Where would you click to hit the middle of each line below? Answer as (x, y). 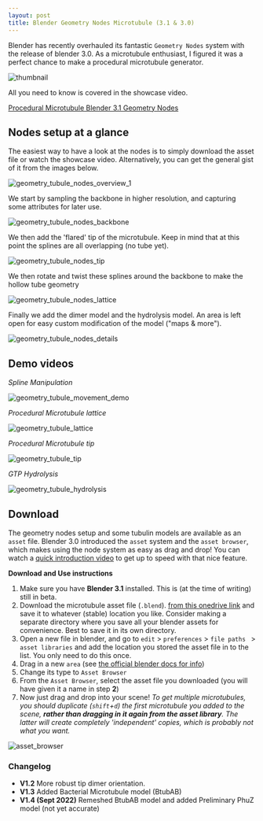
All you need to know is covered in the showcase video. (98, 92)
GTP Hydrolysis (33, 474)
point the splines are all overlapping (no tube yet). (88, 246)
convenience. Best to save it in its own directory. (98, 630)
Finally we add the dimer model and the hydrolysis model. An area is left (124, 315)
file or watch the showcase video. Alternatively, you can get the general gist (131, 160)
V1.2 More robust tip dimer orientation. (82, 783)
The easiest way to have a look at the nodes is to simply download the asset (131, 151)
